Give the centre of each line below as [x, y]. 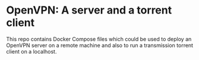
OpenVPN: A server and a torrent [89, 10]
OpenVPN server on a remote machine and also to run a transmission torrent [100, 45]
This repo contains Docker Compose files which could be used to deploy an [99, 39]
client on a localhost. [31, 51]
